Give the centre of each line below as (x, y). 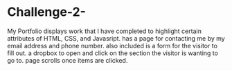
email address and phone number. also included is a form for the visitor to (113, 45)
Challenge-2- (47, 12)
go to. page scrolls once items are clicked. (68, 60)
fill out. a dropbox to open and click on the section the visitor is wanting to (113, 53)
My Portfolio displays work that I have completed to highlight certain (105, 31)
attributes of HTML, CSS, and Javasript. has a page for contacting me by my (116, 38)
